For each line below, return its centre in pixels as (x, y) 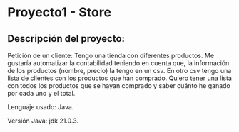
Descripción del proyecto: (66, 39)
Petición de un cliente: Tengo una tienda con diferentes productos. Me (111, 55)
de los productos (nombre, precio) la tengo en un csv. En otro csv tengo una (119, 71)
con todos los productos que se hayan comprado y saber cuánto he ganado (119, 86)
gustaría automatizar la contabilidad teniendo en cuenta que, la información (118, 63)
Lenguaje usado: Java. (41, 107)
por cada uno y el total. (41, 93)
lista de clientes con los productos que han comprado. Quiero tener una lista (119, 78)
